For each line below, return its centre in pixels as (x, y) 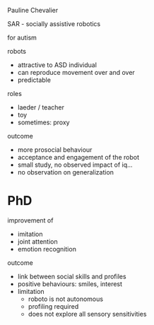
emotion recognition (47, 249)
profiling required (53, 306)
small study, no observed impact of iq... (75, 165)
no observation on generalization (66, 172)
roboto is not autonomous (66, 299)
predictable (34, 80)
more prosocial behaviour (55, 150)
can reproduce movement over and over (76, 72)
